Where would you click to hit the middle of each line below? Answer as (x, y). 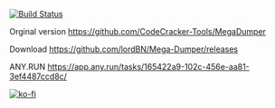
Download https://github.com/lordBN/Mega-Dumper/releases (123, 49)
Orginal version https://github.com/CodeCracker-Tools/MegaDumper (138, 31)
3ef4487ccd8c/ (38, 76)
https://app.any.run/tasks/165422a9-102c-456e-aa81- (149, 67)
